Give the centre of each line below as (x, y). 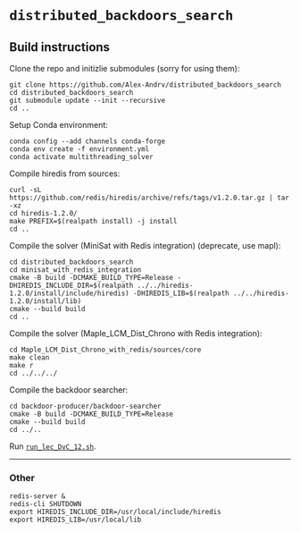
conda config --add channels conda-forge (87, 141)
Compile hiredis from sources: (65, 173)
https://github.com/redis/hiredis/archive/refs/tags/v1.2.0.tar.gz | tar (150, 198)
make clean (29, 358)
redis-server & (37, 496)
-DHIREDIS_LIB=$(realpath (181, 293)
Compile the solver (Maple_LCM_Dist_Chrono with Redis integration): (136, 333)
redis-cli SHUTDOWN (46, 504)
